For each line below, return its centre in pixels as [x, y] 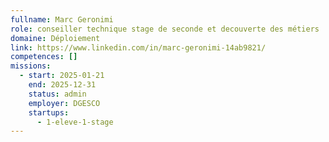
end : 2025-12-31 [62, 85]
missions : [31, 66]
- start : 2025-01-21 [62, 76]
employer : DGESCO [64, 103]
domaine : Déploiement [55, 38]
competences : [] [44, 57]
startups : [49, 112]
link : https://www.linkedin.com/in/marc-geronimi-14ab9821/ [138, 47]
